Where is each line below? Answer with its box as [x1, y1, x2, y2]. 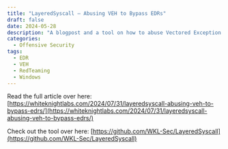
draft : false [7, 16, 44, 23]
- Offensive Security [13, 42, 75, 49]
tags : [7, 49, 23, 55]
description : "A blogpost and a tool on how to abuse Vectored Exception [7, 29, 222, 36]
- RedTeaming [13, 67, 51, 74]
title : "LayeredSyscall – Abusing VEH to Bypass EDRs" [7, 10, 167, 17]
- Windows [13, 73, 41, 81]
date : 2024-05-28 [7, 23, 57, 29]
